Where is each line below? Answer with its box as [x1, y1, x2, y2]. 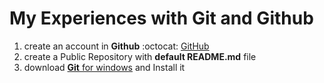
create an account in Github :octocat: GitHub [23, 40, 210, 52]
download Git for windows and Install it [23, 61, 186, 73]
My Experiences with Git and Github [9, 7, 314, 30]
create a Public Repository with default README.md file [23, 50, 257, 62]
